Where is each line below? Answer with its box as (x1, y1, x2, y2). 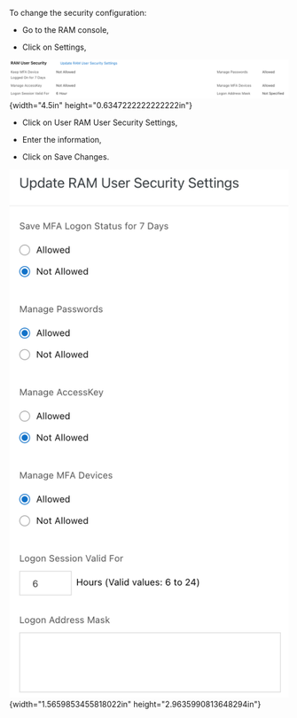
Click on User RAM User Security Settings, (21, 117, 178, 128)
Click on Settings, (21, 42, 87, 52)
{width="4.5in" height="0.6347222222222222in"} (9, 99, 193, 110)
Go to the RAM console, (21, 25, 109, 35)
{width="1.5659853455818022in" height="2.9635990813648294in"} (9, 698, 262, 709)
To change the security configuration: (9, 8, 147, 18)
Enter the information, (21, 134, 102, 144)
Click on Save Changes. (21, 151, 110, 162)
